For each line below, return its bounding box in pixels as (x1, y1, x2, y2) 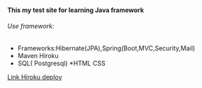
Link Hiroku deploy (7, 72, 62, 81)
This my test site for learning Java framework (7, 6, 144, 14)
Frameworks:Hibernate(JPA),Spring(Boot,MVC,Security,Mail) (17, 43, 196, 53)
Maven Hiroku (17, 51, 59, 60)
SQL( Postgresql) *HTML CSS (17, 59, 106, 67)
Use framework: (7, 22, 55, 31)
